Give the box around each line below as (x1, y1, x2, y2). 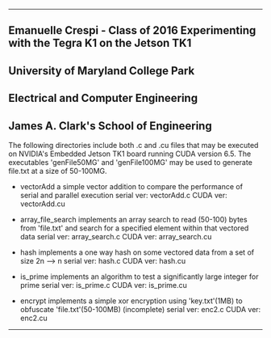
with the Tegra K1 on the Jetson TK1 (8, 36, 192, 50)
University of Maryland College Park (8, 64, 195, 78)
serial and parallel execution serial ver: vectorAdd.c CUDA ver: (19, 190, 227, 200)
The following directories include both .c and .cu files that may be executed (8, 140, 259, 150)
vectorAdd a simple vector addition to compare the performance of (19, 181, 244, 191)
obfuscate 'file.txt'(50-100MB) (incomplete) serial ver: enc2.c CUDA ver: (19, 304, 261, 314)
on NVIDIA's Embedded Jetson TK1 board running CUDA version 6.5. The (8, 149, 252, 158)
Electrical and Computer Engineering (8, 91, 198, 105)
